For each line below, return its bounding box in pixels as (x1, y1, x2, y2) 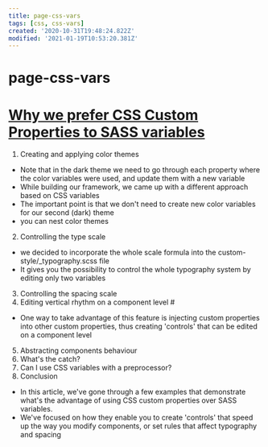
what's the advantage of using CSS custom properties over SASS (19, 395, 237, 405)
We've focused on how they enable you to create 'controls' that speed (19, 412, 254, 423)
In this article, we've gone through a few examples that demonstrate (19, 387, 246, 397)
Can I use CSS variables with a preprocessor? (19, 363, 172, 373)
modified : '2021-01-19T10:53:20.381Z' (8, 34, 138, 43)
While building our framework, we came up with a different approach (19, 182, 249, 192)
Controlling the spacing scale (19, 289, 118, 299)
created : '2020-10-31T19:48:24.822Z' (8, 27, 135, 35)
